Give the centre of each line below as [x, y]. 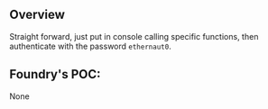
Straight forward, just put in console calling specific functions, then [134, 36]
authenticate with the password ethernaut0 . [90, 46]
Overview [37, 15]
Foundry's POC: [55, 74]
